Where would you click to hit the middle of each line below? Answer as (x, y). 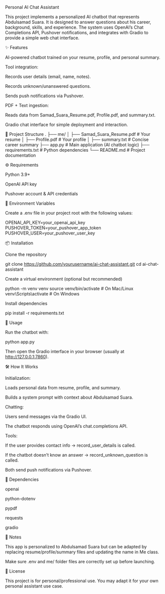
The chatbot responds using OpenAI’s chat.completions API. (66, 426)
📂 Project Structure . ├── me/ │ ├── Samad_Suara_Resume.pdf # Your (78, 134)
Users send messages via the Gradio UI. (46, 416)
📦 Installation (19, 243)
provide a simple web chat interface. (42, 38)
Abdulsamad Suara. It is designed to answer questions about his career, (78, 22)
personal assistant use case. (34, 586)
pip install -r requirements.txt (35, 313)
